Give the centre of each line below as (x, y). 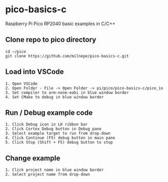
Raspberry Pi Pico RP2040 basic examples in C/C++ (61, 24)
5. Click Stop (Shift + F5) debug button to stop (59, 143)
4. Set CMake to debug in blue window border (54, 97)
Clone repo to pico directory (51, 40)
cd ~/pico (16, 52)
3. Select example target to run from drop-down (58, 134)
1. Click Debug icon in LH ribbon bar (46, 125)
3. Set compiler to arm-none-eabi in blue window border (67, 93)
